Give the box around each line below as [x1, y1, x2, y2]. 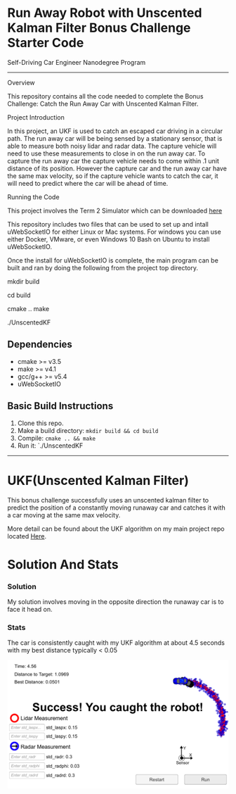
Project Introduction [7, 113, 65, 121]
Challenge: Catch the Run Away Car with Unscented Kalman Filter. [7, 99, 199, 108]
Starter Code [7, 35, 84, 51]
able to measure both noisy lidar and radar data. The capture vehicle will [7, 141, 217, 150]
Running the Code [7, 192, 60, 201]
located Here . [7, 531, 47, 540]
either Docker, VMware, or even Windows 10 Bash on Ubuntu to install [7, 234, 210, 244]
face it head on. [7, 605, 53, 613]
